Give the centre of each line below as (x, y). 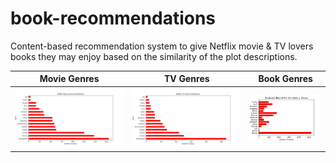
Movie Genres (69, 79)
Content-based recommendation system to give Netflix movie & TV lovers (162, 46)
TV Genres (186, 79)
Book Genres (285, 79)
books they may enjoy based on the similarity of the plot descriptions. (154, 56)
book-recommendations (113, 18)
